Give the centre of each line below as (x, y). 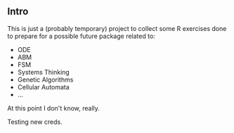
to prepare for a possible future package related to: (82, 36)
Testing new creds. (35, 122)
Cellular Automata (44, 87)
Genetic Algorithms (45, 80)
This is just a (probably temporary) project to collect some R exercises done (117, 28)
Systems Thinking (44, 72)
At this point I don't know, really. (54, 108)
